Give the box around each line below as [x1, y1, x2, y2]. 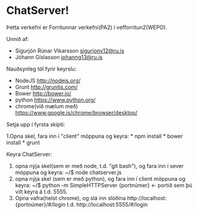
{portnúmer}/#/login [15, 201, 66, 208]
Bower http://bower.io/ [15, 89, 71, 97]
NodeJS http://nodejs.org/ [15, 77, 81, 84]
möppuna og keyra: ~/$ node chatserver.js [15, 169, 122, 176]
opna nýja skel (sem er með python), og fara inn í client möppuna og [15, 175, 186, 182]
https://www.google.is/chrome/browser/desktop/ [15, 109, 138, 116]
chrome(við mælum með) [15, 102, 78, 109]
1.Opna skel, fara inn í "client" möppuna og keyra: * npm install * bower [6, 132, 183, 140]
